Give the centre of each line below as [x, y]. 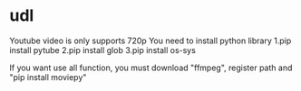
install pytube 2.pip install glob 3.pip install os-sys [103, 50]
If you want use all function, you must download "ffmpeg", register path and [151, 68]
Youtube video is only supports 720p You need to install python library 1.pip [150, 41]
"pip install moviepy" [48, 77]
